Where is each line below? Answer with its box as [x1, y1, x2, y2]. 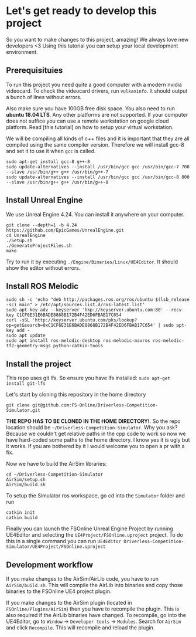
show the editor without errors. [6, 264, 81, 271]
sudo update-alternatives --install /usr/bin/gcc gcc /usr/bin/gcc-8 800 [6, 174, 190, 180]
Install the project [6, 359, 71, 369]
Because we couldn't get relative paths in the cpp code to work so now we [6, 430, 186, 438]
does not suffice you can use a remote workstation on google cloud [6, 117, 169, 124]
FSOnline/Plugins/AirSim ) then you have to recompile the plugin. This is [6, 605, 180, 612]
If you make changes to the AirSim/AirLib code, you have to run [6, 575, 159, 582]
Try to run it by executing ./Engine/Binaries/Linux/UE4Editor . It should [6, 258, 178, 265]
